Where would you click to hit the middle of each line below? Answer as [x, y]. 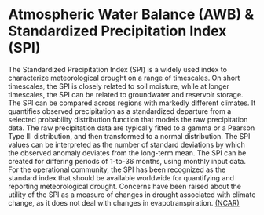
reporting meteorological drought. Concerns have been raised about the [125, 186]
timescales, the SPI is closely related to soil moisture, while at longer [119, 86]
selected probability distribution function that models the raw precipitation [128, 119]
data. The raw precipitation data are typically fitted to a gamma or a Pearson [132, 128]
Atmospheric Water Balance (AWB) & [131, 15]
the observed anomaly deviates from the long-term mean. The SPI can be [127, 153]
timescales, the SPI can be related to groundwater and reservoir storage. [126, 94]
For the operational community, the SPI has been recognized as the [117, 169]
